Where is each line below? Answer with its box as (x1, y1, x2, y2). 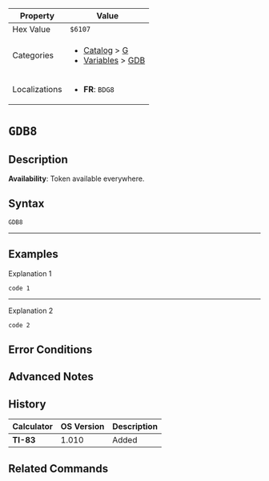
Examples (8, 247, 58, 261)
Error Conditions (8, 343, 93, 357)
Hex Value (12, 24, 50, 34)
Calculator (12, 421, 54, 432)
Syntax (8, 197, 45, 210)
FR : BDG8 (83, 84, 114, 94)
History (8, 397, 46, 411)
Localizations (12, 84, 62, 94)
